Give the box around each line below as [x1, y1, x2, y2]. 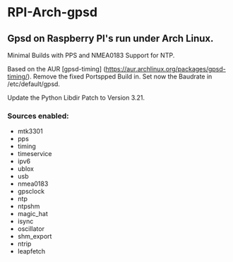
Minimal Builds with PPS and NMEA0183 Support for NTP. [7, 51, 175, 59]
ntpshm [17, 202, 40, 210]
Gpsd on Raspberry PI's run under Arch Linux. [7, 32, 214, 44]
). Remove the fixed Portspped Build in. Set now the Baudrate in [27, 72, 213, 81]
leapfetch [17, 247, 46, 256]
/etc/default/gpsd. [7, 80, 60, 88]
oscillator [17, 225, 44, 233]
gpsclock [17, 187, 44, 196]
